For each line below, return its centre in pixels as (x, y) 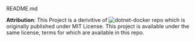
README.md (22, 9)
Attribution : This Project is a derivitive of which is (96, 20)
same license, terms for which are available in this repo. (75, 33)
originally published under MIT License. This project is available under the (98, 26)
